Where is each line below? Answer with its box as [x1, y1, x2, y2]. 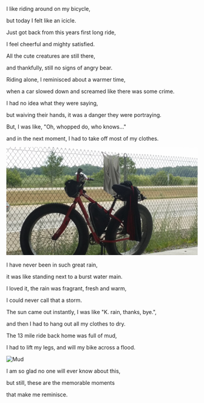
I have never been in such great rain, [6, 261, 98, 268]
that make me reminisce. [6, 391, 68, 398]
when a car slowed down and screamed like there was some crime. [6, 88, 175, 95]
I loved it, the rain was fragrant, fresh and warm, [6, 284, 127, 292]
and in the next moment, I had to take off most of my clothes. [6, 135, 159, 142]
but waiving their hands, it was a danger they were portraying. [6, 111, 162, 118]
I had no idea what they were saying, [6, 100, 98, 107]
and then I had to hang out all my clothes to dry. [6, 320, 126, 328]
